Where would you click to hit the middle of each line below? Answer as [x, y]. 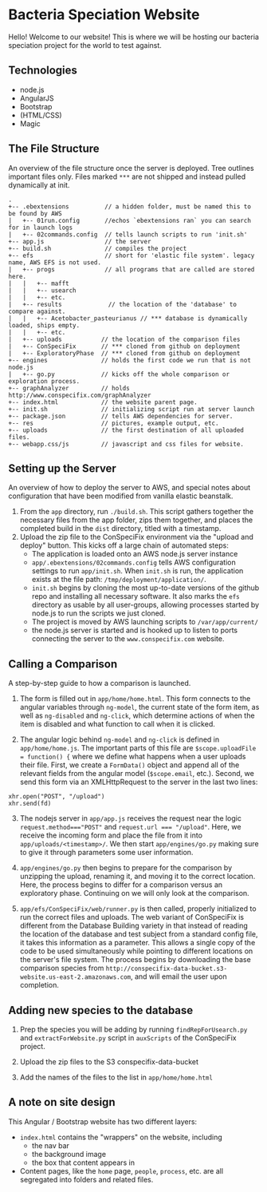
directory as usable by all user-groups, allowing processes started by [145, 605]
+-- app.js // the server [80, 241]
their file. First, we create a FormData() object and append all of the [130, 765]
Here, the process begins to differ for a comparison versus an [121, 885]
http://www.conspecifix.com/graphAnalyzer [80, 395]
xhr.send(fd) [30, 804]
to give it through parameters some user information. [106, 853]
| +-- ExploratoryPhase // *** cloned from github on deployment [124, 353]
